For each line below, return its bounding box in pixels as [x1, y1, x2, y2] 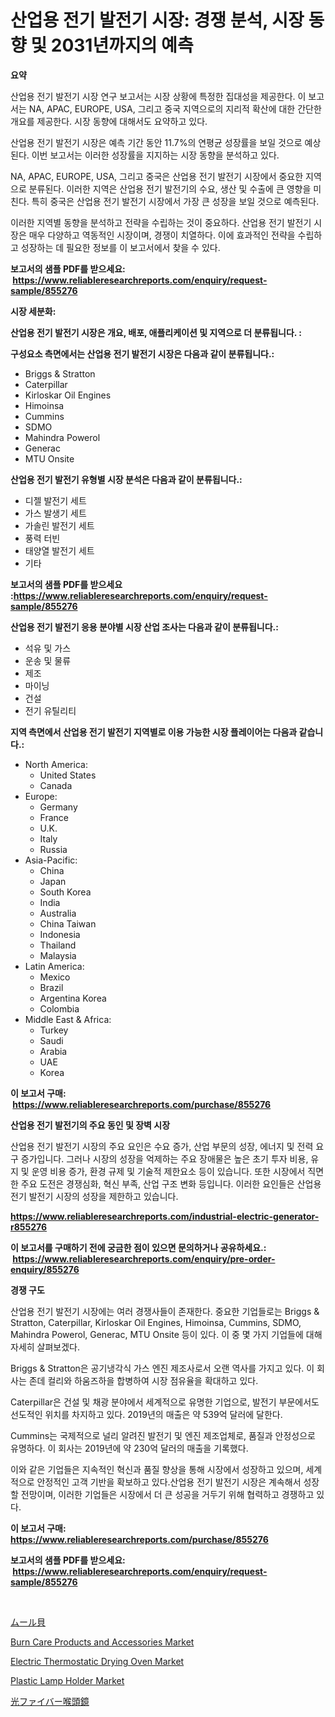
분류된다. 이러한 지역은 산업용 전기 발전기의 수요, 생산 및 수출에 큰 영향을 [28, 182, 312, 195]
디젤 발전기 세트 [24, 494, 87, 506]
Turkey [39, 1024, 69, 1036]
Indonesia [39, 928, 81, 940]
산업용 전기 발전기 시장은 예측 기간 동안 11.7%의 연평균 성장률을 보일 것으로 [10, 136, 303, 148]
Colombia [39, 1002, 80, 1015]
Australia [39, 907, 77, 919]
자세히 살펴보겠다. [10, 1341, 81, 1353]
